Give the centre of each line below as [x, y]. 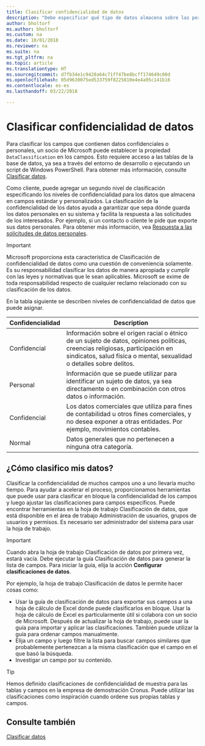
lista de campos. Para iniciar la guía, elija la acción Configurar [84, 565]
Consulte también [41, 723]
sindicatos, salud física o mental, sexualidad [129, 356]
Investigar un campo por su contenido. [64, 660]
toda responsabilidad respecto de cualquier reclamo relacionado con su [97, 283]
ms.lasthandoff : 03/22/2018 [42, 91]
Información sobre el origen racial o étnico [127, 333]
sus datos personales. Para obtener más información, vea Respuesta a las [99, 227]
